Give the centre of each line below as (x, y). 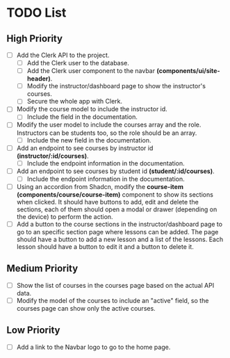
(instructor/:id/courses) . (52, 156)
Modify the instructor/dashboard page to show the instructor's (116, 86)
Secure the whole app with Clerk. (75, 101)
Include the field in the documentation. (82, 117)
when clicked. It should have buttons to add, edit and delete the (107, 202)
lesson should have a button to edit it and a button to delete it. (105, 246)
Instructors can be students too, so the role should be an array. (107, 133)
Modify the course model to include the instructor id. (92, 109)
